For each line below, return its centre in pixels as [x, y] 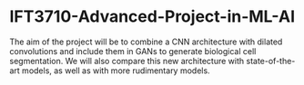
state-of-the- [271, 61]
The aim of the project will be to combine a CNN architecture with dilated [146, 42]
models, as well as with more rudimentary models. [116, 71]
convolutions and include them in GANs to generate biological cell [133, 51]
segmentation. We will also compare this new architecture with [127, 61]
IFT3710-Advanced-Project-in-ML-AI [152, 17]
